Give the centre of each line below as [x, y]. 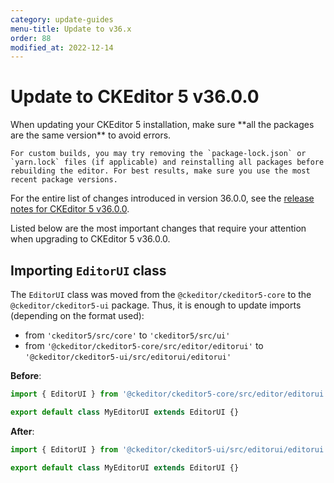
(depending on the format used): [77, 315]
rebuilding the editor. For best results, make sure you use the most [160, 171]
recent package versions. [64, 180]
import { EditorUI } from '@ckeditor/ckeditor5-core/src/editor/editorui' [169, 394]
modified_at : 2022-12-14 [62, 47]
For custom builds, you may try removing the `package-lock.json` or [158, 154]
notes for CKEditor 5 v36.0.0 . [70, 209]
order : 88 [31, 38]
